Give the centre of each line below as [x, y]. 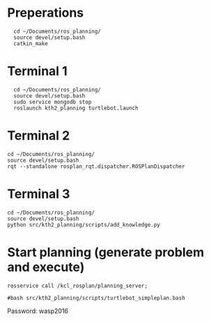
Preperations [46, 13]
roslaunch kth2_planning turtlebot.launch [76, 108]
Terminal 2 [39, 136]
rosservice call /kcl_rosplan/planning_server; [78, 286]
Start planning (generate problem [105, 252]
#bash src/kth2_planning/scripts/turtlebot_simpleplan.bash [96, 298]
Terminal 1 [37, 71]
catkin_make [31, 43]
